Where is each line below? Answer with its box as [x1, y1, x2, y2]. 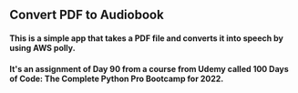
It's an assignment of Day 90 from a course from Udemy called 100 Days [9, 63, 289, 74]
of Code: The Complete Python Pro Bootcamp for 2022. [9, 73, 224, 84]
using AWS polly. [9, 42, 76, 53]
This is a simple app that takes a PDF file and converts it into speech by [9, 32, 284, 44]
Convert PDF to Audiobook [9, 7, 164, 23]
